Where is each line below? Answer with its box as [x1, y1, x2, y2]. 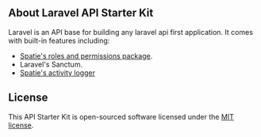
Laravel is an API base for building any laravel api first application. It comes [8, 27, 254, 36]
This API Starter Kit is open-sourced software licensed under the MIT [8, 112, 234, 121]
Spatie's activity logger [19, 67, 95, 78]
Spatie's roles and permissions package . [19, 51, 153, 60]
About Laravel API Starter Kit [8, 6, 154, 20]
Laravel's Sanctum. [19, 59, 83, 69]
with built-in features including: [8, 36, 110, 45]
